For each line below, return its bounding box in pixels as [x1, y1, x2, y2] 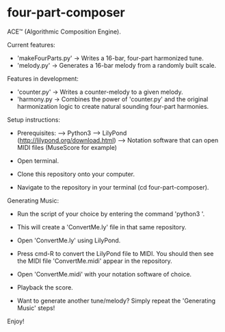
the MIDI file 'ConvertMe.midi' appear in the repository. [16, 257, 172, 265]
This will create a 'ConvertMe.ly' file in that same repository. [16, 222, 187, 231]
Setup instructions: [7, 115, 60, 124]
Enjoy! [7, 317, 25, 325]
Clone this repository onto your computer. [16, 170, 135, 178]
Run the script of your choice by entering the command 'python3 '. [16, 209, 205, 218]
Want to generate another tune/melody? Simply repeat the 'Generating [16, 296, 216, 305]
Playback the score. [16, 283, 73, 292]
